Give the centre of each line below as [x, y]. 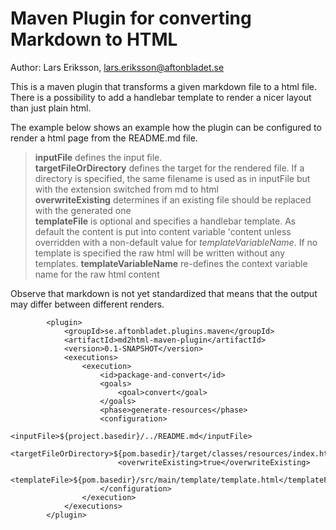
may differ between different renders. [87, 304]
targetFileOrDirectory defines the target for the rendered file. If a [169, 168]
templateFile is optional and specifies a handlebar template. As [165, 221]
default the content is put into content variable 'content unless [163, 231]
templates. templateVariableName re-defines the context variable [171, 263]
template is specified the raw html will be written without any [160, 253]
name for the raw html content [97, 274]
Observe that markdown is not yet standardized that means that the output [164, 293]
